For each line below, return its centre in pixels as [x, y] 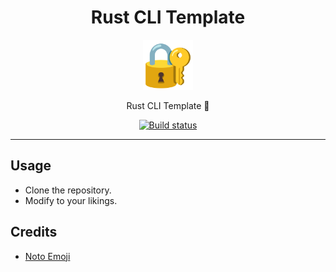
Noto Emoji [47, 256]
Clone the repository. [68, 190]
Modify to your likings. [71, 200]
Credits [34, 232]
